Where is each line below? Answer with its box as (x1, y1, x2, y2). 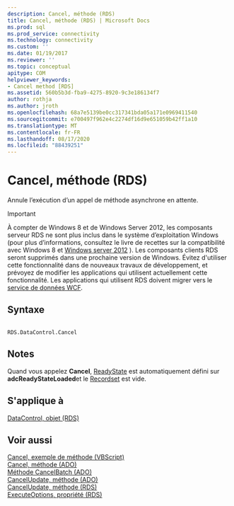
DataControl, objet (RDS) (7, 413, 80, 422)
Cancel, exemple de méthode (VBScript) (7, 453, 125, 461)
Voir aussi (7, 434, 52, 446)
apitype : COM (7, 69, 46, 76)
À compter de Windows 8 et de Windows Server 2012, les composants (7, 224, 213, 232)
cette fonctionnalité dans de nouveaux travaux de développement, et (7, 261, 209, 270)
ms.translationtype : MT (7, 122, 78, 130)
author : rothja (7, 96, 52, 103)
